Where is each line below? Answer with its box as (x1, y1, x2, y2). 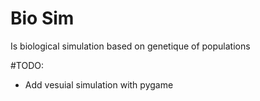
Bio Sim (10, 7, 75, 30)
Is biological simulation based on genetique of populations (10, 40, 251, 52)
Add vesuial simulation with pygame (24, 78, 174, 91)
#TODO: (10, 59, 45, 71)
